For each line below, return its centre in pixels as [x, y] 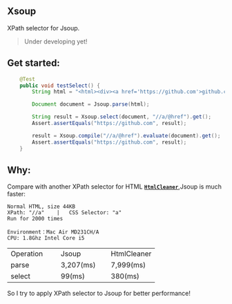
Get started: [33, 63]
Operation [27, 254]
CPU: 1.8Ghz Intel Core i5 [46, 238]
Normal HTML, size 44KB [41, 207]
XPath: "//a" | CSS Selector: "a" [65, 213]
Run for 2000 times [35, 219]
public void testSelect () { [60, 86]
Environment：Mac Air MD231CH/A [53, 232]
